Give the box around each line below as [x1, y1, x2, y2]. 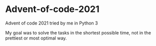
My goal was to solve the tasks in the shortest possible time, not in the [5, 29, 151, 35]
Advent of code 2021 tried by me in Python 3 [5, 20, 98, 26]
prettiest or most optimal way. [5, 35, 67, 41]
